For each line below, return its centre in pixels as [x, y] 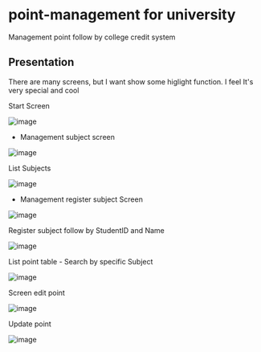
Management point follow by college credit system [92, 37]
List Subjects [30, 168]
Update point [30, 324]
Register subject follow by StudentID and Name [86, 230]
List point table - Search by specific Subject [81, 261]
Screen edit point [37, 293]
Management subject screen [67, 137]
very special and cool [44, 90]
